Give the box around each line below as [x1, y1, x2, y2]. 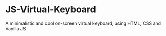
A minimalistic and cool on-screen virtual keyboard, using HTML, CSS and [5, 20, 161, 26]
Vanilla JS [5, 25, 27, 31]
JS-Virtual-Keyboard [5, 4, 96, 15]
